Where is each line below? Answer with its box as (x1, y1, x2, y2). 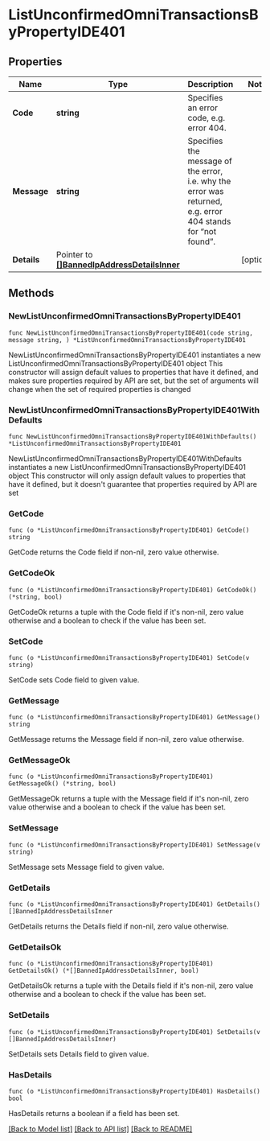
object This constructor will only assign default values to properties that (8, 471, 247, 480)
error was (187, 186, 224, 196)
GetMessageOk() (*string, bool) (8, 780, 117, 788)
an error (187, 102, 219, 113)
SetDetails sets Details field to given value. (8, 1048, 149, 1059)
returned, (187, 196, 223, 207)
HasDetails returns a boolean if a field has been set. (8, 1108, 180, 1118)
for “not (187, 226, 217, 237)
